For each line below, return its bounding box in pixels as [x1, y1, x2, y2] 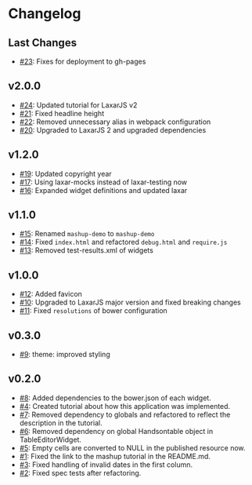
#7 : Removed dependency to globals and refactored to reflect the [19, 410, 231, 419]
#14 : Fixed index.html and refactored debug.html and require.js [19, 237, 228, 247]
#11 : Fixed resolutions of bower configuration [19, 306, 168, 315]
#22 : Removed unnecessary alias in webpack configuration [19, 117, 211, 126]
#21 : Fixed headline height [19, 108, 104, 118]
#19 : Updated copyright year [19, 169, 112, 178]
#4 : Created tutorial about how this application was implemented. [19, 401, 231, 410]
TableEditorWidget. [19, 435, 82, 444]
